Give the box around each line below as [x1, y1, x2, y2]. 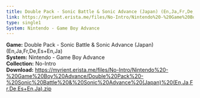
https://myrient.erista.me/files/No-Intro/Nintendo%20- [35, 66, 168, 74]
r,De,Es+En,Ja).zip [6, 85, 52, 92]
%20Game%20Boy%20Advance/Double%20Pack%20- [6, 73, 144, 80]
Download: [6, 66, 34, 74]
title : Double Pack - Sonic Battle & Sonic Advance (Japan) [6, 8, 159, 15]
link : [6, 14, 20, 20]
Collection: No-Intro [6, 60, 57, 67]
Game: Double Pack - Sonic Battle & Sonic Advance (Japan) [6, 41, 154, 48]
